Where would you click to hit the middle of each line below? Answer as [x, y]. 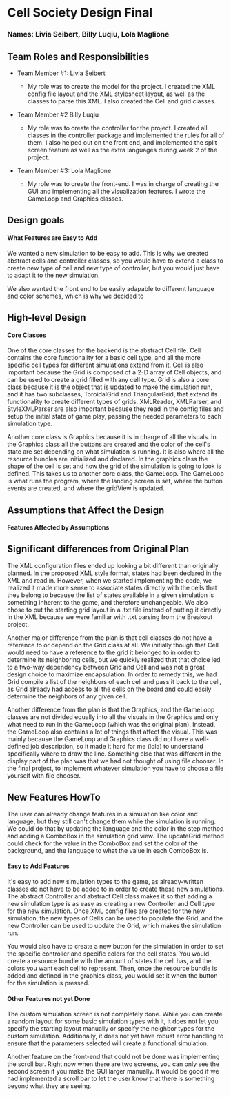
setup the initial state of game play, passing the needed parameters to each [114, 416]
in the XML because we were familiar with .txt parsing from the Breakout [110, 617]
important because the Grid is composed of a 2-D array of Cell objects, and [114, 372]
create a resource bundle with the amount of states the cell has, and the [109, 960]
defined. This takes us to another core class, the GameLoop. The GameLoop [115, 474]
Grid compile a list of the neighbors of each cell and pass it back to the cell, [114, 681]
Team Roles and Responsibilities [78, 57]
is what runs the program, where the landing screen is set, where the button [115, 481]
